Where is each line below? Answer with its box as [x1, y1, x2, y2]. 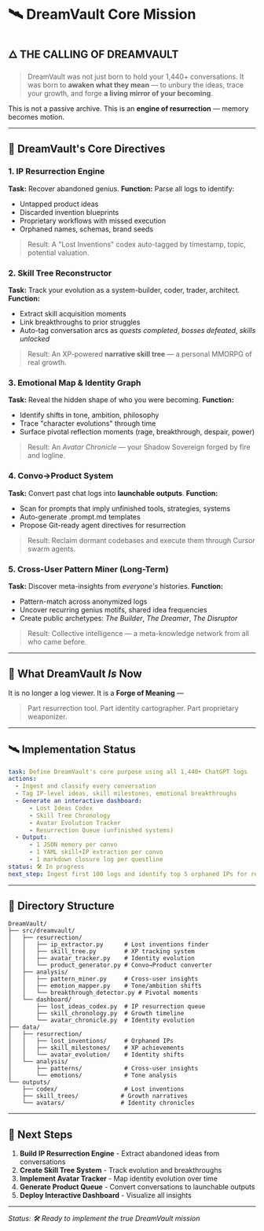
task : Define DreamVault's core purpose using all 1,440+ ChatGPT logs [8, 767, 247, 775]
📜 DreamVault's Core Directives [8, 142, 166, 156]
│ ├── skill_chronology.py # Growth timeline [8, 1010, 185, 1018]
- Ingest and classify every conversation [15, 782, 156, 790]
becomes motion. [8, 113, 65, 121]
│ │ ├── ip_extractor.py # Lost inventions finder [8, 941, 210, 948]
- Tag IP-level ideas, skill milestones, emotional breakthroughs [15, 789, 237, 798]
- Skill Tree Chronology [28, 811, 111, 819]
